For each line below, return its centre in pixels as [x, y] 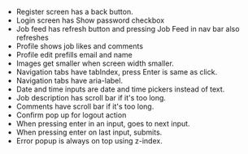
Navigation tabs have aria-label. [70, 81]
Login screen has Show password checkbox [90, 20]
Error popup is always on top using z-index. [89, 141]
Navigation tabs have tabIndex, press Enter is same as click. [117, 72]
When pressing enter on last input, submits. [89, 132]
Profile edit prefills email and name [74, 55]
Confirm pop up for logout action [71, 115]
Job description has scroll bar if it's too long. [91, 98]
